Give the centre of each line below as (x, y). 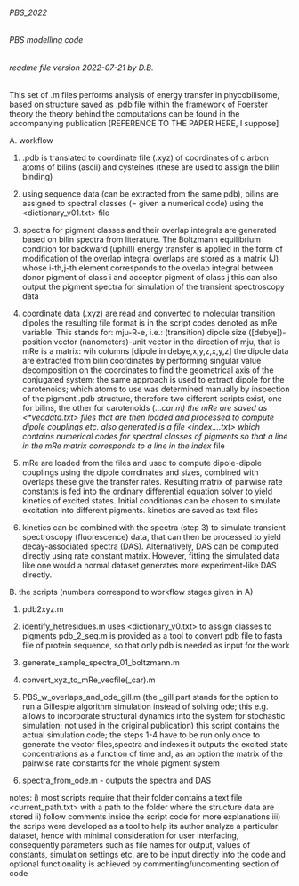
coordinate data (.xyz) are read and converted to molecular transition (149, 314)
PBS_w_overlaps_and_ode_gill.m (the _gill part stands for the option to (150, 697)
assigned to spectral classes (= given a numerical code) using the (143, 204)
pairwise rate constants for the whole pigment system (121, 763)
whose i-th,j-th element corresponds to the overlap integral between (148, 268)
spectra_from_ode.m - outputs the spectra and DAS (117, 781)
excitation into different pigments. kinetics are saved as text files (140, 511)
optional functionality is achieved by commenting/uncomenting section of (144, 864)
